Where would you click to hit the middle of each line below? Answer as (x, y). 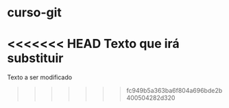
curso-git (34, 13)
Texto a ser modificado (40, 77)
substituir (35, 58)
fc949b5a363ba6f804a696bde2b (174, 91)
